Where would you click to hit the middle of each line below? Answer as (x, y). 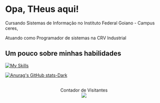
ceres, (12, 28)
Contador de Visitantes (84, 90)
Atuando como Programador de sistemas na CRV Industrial (66, 38)
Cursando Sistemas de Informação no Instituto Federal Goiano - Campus (80, 23)
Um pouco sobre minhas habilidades (63, 53)
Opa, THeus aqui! (42, 9)
